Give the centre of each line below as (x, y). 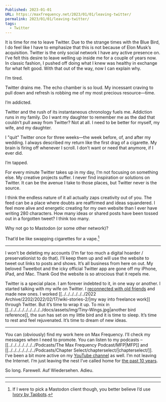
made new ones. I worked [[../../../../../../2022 (51, 294)
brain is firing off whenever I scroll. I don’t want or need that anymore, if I (79, 148)
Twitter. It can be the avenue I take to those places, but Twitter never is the (81, 183)
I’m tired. (14, 78)
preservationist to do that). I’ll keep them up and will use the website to (77, 258)
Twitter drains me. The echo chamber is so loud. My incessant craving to (79, 88)
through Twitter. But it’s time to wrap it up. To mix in (57, 304)
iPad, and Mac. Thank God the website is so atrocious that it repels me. (78, 274)
